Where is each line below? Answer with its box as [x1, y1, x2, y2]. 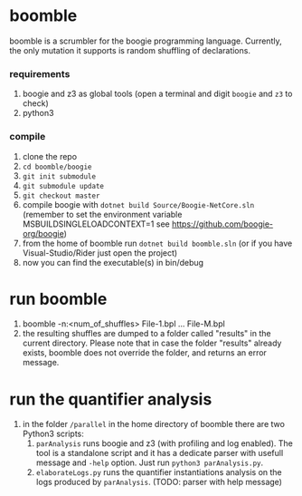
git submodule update [22, 181, 104, 190]
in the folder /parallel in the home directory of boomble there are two [22, 419, 285, 430]
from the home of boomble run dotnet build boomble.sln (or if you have [22, 238, 293, 248]
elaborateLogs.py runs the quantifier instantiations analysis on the [35, 467, 282, 478]
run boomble [9, 288, 108, 309]
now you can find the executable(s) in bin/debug [22, 257, 204, 267]
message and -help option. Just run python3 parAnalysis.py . [35, 457, 264, 468]
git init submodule [22, 171, 97, 181]
